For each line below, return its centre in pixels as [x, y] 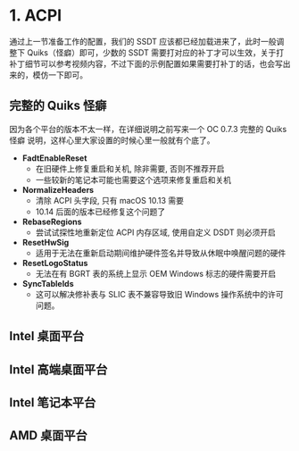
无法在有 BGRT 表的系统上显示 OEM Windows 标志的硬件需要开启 [156, 273]
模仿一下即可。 [60, 75]
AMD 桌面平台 [48, 435]
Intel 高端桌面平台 [58, 369]
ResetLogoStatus [55, 263]
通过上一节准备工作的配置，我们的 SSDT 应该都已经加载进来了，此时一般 [143, 41]
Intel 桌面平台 [47, 336]
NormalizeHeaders [58, 189]
